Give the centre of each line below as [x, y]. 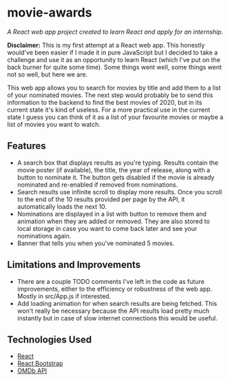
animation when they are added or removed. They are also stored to [113, 221]
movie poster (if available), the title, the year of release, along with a [114, 169]
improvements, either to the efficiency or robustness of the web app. [115, 289]
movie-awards [50, 13]
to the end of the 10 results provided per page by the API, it [101, 199]
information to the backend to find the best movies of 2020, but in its [105, 102]
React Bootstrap [40, 364]
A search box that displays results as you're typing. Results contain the [118, 163]
